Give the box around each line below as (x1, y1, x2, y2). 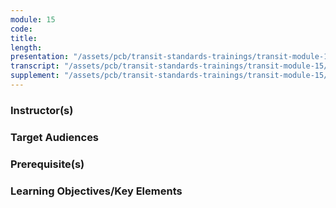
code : (10, 24, 33, 34)
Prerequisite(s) (10, 157, 85, 171)
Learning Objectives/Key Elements (10, 184, 183, 198)
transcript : (10, 61, 60, 71)
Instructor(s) (10, 103, 74, 117)
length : (10, 42, 43, 53)
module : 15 (10, 14, 56, 25)
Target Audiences (10, 130, 100, 144)
